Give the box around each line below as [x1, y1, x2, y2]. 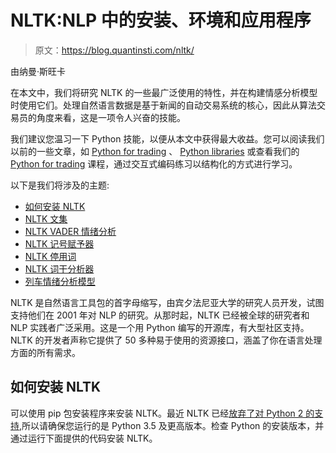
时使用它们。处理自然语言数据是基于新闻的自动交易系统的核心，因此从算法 [10, 99, 317, 111]
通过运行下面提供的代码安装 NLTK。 [10, 432, 158, 444]
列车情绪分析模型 [24, 275, 96, 287]
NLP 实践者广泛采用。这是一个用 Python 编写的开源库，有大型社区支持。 [10, 321, 310, 333]
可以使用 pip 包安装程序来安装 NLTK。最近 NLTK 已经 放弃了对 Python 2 [10, 407, 304, 419]
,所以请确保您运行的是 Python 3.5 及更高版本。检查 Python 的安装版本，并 [19, 419, 325, 431]
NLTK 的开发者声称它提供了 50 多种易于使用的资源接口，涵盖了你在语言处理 [10, 334, 323, 346]
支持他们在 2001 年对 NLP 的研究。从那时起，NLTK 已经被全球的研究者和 [10, 309, 310, 321]
